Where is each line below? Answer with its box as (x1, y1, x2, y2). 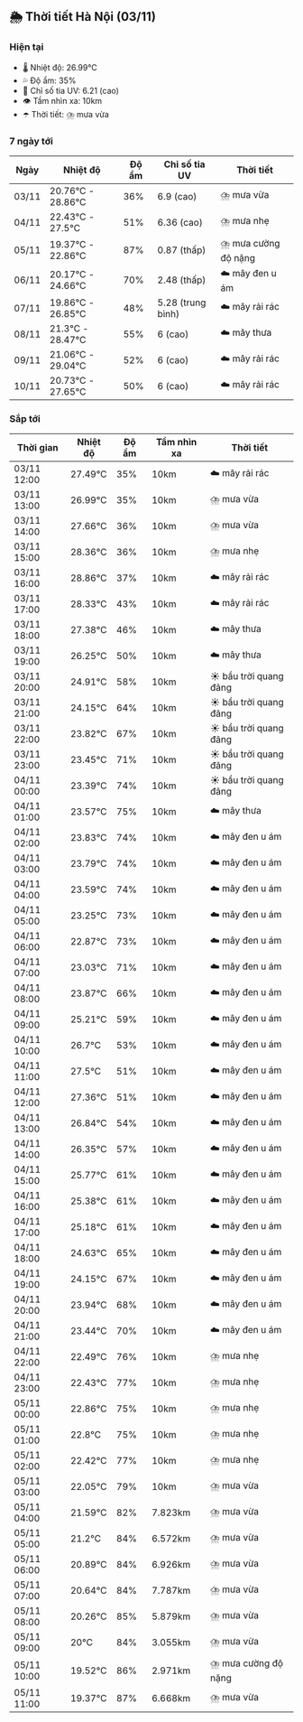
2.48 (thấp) (157, 274, 207, 286)
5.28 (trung (157, 296, 207, 309)
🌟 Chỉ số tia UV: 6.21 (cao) (22, 85, 120, 96)
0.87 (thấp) (157, 244, 207, 256)
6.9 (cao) (157, 190, 197, 202)
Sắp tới (9, 412, 41, 424)
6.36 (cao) (157, 216, 203, 228)
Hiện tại (9, 41, 44, 53)
